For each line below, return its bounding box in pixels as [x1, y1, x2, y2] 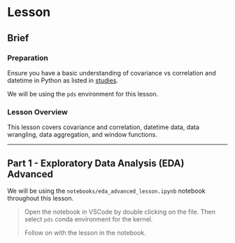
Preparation [7, 53, 49, 63]
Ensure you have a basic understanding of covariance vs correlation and [7, 68, 217, 77]
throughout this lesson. [7, 193, 74, 202]
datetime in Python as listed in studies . [7, 76, 119, 84]
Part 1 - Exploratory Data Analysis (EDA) [7, 157, 185, 169]
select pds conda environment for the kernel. [24, 214, 153, 223]
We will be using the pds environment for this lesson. [7, 89, 159, 98]
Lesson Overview [7, 107, 68, 117]
